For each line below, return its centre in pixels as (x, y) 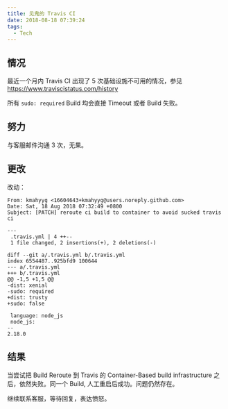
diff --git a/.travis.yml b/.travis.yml (67, 255)
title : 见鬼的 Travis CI (42, 14)
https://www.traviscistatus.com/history (63, 89)
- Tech (23, 33)
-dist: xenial (28, 285)
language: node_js (37, 316)
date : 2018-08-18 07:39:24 (46, 20)
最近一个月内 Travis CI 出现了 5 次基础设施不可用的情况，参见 (95, 81)
